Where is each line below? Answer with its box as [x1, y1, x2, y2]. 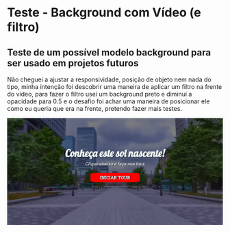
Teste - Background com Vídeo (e [7, 5, 202, 21]
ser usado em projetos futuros [7, 57, 139, 69]
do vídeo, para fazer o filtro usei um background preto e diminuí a [7, 90, 192, 98]
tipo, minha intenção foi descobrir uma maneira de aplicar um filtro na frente [7, 83, 222, 90]
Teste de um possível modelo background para [7, 47, 211, 58]
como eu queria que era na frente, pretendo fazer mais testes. [7, 105, 183, 112]
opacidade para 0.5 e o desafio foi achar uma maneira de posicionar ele [7, 97, 210, 105]
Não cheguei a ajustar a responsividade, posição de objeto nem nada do [7, 75, 212, 83]
